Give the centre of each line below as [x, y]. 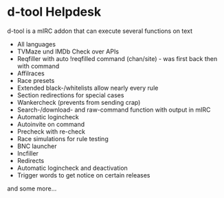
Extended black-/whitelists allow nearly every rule [88, 88]
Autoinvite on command [51, 124]
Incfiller [28, 153]
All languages [36, 44]
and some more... [32, 188]
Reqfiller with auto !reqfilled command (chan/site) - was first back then [117, 58]
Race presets [36, 80]
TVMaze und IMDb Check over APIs [68, 51]
